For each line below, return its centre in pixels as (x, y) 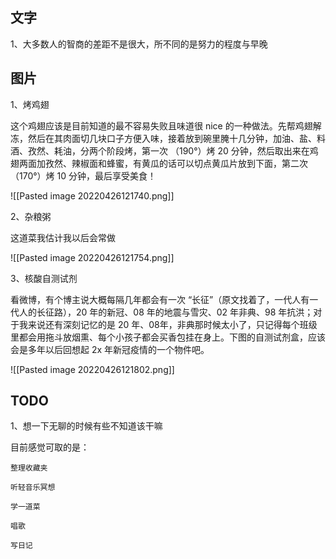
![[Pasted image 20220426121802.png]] (92, 369)
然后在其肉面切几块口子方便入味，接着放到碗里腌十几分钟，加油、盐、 (172, 138)
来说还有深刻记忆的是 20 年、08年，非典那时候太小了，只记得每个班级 (172, 324)
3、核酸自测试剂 (44, 278)
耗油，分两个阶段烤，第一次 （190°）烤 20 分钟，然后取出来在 (181, 150)
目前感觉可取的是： (50, 447)
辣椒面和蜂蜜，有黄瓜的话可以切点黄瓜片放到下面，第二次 (189, 163)
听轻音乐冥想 (33, 488)
